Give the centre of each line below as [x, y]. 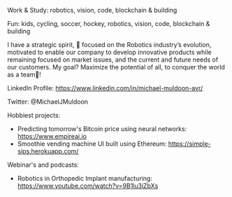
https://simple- [189, 144]
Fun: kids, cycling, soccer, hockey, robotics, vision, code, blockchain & [109, 23]
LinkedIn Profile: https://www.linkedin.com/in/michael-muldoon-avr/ [105, 88]
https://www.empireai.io [52, 136]
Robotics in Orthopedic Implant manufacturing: [85, 178]
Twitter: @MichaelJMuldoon [48, 102]
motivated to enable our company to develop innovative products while [109, 52]
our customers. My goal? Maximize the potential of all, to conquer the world [116, 67]
